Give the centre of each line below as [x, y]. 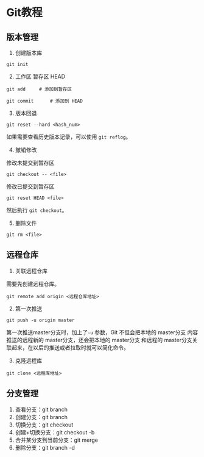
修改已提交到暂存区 [30, 186]
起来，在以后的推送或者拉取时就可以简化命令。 [70, 347]
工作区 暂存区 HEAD [40, 76]
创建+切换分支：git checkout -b [55, 432]
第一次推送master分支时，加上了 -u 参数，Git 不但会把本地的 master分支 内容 [102, 332]
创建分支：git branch [41, 417]
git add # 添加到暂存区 [39, 89]
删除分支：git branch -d [45, 447]
